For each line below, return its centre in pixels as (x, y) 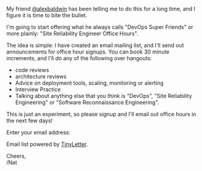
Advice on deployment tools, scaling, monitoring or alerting (89, 83)
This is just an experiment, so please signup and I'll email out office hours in (101, 114)
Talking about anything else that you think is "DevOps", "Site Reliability (103, 96)
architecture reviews (41, 76)
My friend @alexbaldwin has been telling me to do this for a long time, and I (101, 9)
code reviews (32, 70)
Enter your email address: (38, 132)
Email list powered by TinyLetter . (47, 144)
